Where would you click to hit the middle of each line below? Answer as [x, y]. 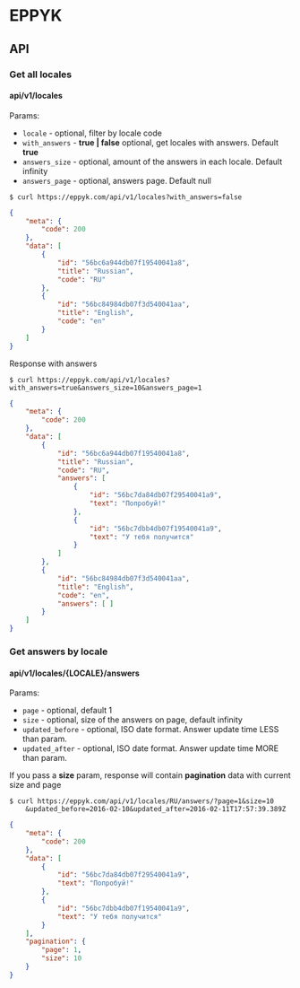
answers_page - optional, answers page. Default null [117, 180]
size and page [35, 785]
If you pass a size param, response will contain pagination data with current [150, 775]
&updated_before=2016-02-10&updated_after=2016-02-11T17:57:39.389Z [156, 809]
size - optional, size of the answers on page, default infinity [133, 720]
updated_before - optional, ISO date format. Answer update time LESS [150, 730]
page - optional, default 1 [67, 711]
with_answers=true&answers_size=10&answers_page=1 [106, 388]
